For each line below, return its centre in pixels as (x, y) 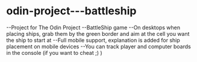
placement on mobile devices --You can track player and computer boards (98, 46)
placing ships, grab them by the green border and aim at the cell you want (98, 33)
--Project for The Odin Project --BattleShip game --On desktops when (93, 27)
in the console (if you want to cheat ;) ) (54, 52)
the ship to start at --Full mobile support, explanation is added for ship (93, 40)
